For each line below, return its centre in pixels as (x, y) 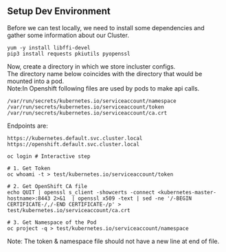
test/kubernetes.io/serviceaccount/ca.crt (69, 210)
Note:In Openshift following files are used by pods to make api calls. (103, 88)
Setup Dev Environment (59, 11)
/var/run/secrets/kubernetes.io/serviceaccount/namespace (92, 101)
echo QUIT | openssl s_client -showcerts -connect (81, 192)
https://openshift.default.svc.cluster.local (73, 144)
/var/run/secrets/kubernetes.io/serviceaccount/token (86, 107)
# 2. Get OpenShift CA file (47, 186)
